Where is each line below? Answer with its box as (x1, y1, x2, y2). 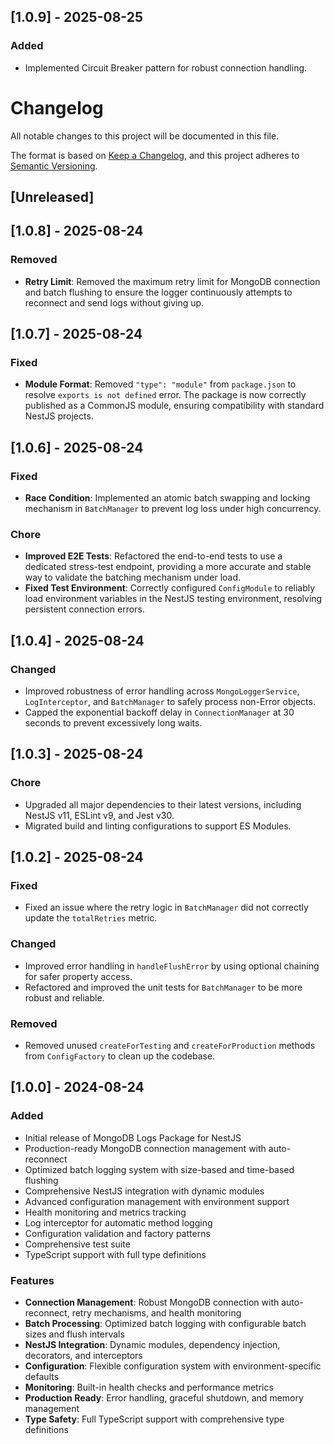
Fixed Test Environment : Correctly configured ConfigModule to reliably (24, 582, 316, 594)
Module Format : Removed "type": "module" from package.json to (24, 378, 297, 390)
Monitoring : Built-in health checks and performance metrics (24, 1381, 274, 1394)
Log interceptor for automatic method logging (24, 1216, 213, 1229)
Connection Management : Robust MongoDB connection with (24, 1296, 280, 1309)
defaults (24, 1371, 60, 1383)
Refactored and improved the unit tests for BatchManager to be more (24, 981, 303, 993)
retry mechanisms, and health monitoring (71, 1307, 242, 1319)
